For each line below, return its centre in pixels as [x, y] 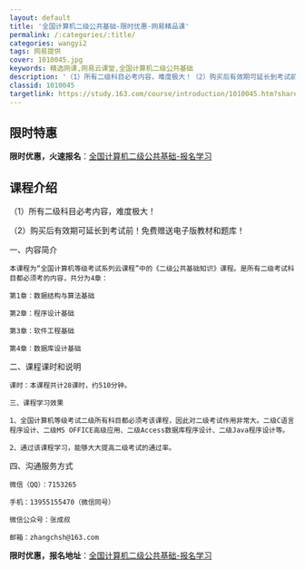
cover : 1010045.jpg [46, 60]
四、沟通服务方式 [41, 466]
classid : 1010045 [42, 85]
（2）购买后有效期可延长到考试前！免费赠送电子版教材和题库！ [127, 231]
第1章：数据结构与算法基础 [52, 296]
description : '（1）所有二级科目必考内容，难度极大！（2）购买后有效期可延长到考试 [150, 77]
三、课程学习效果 [37, 403]
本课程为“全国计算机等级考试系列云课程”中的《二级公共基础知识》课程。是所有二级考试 [148, 269]
